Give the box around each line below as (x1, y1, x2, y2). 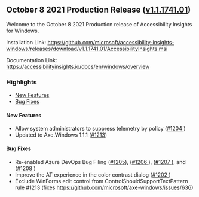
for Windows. (6, 27, 39, 34)
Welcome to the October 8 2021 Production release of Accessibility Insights (6, 20, 192, 28)
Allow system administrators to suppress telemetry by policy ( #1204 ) (14, 125, 186, 132)
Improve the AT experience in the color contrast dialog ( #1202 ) (14, 171, 172, 178)
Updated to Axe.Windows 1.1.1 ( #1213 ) (14, 131, 108, 138)
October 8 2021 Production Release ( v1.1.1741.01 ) (6, 5, 191, 15)
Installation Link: (6, 38, 47, 46)
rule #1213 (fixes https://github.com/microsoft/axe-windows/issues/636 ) (14, 184, 194, 191)
